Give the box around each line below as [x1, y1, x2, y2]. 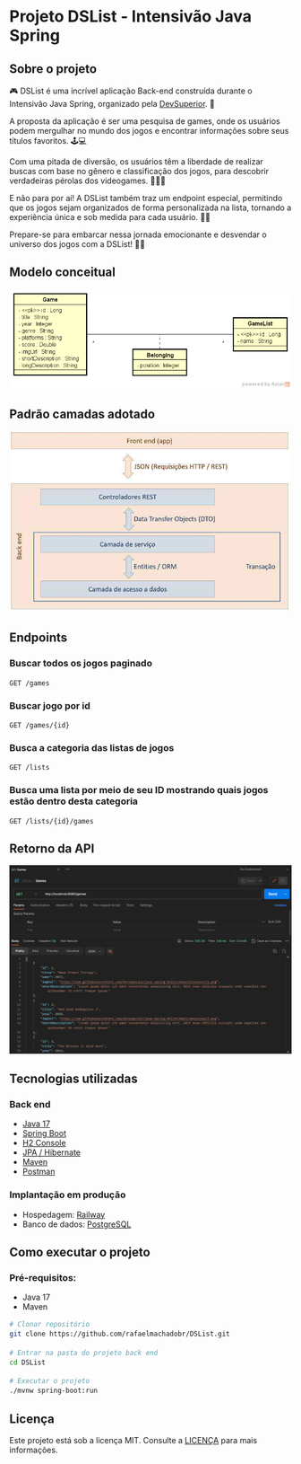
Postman [21, 1166, 56, 1177]
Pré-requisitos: [9, 1271, 77, 1283]
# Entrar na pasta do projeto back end [9, 1348, 159, 1357]
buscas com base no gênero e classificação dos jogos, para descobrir [9, 166, 270, 176]
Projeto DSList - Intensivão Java [9, 6, 253, 27]
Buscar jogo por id [9, 699, 91, 711]
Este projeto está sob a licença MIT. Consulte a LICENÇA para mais [9, 1435, 258, 1446]
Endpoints [9, 631, 68, 646]
